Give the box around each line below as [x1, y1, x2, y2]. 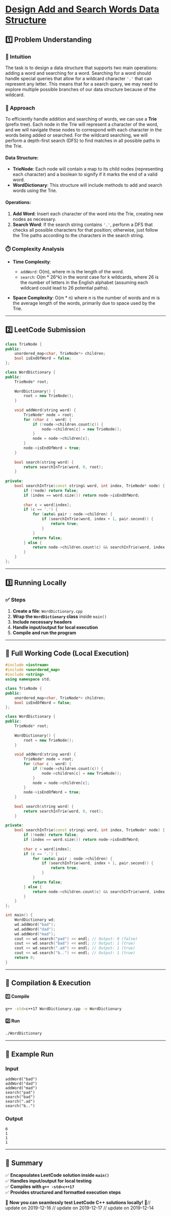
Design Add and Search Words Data [5, 4, 159, 15]
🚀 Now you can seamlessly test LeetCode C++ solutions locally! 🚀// [5, 1200, 151, 1206]
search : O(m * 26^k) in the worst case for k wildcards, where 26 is [20, 274, 159, 280]
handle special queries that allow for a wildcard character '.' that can [5, 75, 152, 81]
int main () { [5, 913, 33, 918]
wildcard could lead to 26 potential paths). [20, 285, 109, 291]
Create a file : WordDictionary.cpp [12, 608, 83, 614]
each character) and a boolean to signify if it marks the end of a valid [12, 172, 158, 178]
